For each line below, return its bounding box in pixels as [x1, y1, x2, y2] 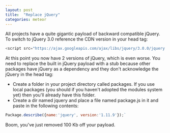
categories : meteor [5, 17, 47, 22]
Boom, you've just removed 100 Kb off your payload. [5, 122, 116, 128]
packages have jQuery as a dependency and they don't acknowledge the [5, 66, 159, 72]
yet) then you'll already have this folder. [12, 92, 96, 98]
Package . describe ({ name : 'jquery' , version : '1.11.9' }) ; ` [5, 113, 126, 118]
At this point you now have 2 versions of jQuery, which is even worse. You [5, 55, 160, 61]
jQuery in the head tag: [5, 72, 53, 78]
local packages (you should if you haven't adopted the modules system [12, 87, 163, 93]
